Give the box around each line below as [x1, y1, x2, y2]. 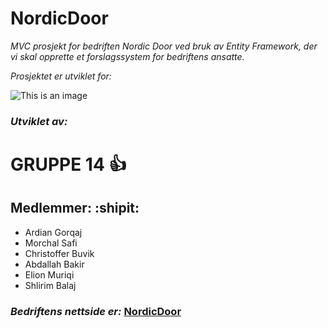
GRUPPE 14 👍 [10, 153, 127, 176]
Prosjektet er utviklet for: [10, 70, 112, 82]
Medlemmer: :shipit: [10, 200, 140, 217]
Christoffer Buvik [24, 247, 95, 259]
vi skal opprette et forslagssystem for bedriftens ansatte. [10, 50, 245, 62]
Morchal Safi [24, 237, 78, 249]
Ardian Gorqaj [24, 226, 83, 238]
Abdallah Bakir [24, 258, 85, 270]
